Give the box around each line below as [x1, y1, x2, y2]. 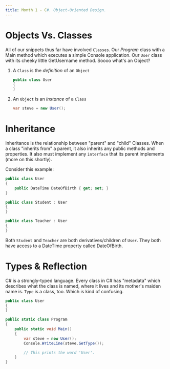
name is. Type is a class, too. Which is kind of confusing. [5, 288, 124, 294]
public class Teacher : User [5, 219, 68, 224]
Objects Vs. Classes [5, 29, 93, 41]
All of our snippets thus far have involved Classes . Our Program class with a [5, 47, 165, 53]
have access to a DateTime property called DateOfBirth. [5, 243, 123, 249]
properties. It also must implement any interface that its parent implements [5, 151, 165, 157]
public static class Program [5, 317, 68, 322]
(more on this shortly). [5, 157, 52, 162]
